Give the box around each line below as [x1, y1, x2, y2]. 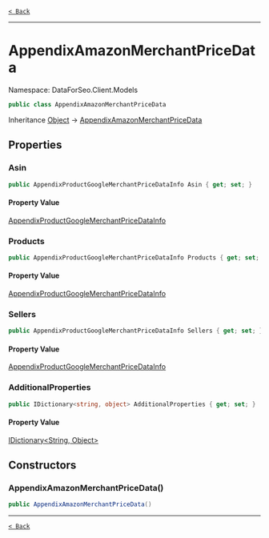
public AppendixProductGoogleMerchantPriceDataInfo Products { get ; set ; [8, 253, 260, 262]
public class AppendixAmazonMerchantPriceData [8, 100, 167, 108]
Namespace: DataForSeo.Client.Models [8, 85, 139, 94]
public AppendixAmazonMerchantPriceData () [8, 500, 152, 508]
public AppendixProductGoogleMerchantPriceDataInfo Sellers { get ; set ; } [8, 327, 263, 335]
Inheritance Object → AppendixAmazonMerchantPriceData [8, 114, 203, 124]
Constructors [8, 459, 77, 472]
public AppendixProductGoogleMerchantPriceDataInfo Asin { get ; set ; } [8, 180, 252, 188]
